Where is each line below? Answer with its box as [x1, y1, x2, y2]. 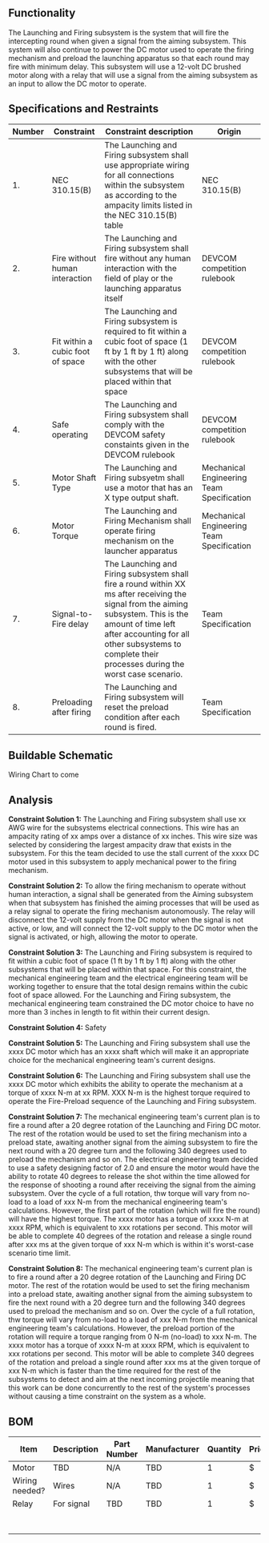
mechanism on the [104, 535, 175, 546]
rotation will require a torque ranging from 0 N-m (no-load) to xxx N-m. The [8, 1332, 258, 1342]
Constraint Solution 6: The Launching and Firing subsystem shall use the [8, 1071, 251, 1081]
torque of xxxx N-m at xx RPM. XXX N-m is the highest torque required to [8, 1088, 251, 1097]
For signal [53, 1498, 90, 1509]
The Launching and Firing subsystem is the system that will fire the [8, 27, 230, 37]
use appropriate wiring [104, 160, 190, 171]
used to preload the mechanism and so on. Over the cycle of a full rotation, [8, 1307, 255, 1316]
